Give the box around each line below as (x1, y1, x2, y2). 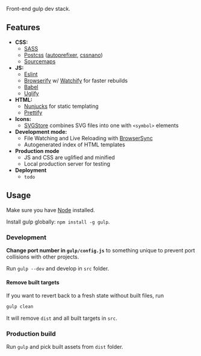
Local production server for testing (23, 160, 110, 167)
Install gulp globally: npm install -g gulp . (6, 218, 110, 225)
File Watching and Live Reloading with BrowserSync (23, 134, 153, 142)
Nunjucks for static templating (23, 102, 99, 110)
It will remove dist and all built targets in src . (6, 314, 117, 322)
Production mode (14, 147, 60, 154)
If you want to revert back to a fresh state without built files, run (6, 292, 164, 299)
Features (6, 22, 40, 33)
